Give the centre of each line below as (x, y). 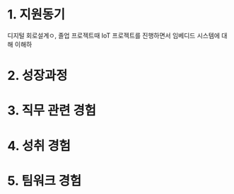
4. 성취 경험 (39, 145)
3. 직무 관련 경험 (52, 111)
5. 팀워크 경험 (45, 181)
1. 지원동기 (36, 15)
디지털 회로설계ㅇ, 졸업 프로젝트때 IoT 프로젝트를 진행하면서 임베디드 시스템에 (114, 35)
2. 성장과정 (37, 76)
